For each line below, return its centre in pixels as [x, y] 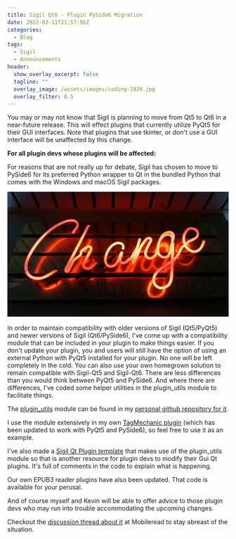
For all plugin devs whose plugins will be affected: [82, 153]
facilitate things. [31, 395]
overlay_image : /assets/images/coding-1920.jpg [85, 89]
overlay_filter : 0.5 [44, 96]
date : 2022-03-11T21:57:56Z [48, 22]
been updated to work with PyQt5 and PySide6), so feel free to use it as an [115, 430]
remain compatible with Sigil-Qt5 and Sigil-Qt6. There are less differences [114, 372]
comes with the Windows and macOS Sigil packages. [84, 182]
